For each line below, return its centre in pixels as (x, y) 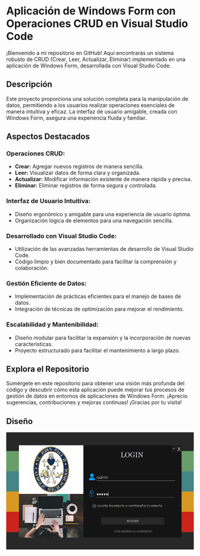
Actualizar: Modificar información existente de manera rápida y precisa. (103, 179)
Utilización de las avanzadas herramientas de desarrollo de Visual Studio (104, 249)
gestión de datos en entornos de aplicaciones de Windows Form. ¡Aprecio (97, 396)
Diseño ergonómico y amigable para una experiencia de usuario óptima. (103, 214)
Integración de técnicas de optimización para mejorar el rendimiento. (99, 309)
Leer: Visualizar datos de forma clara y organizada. (78, 173)
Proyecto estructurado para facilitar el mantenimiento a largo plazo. (97, 350)
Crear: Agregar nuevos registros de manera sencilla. (79, 167)
